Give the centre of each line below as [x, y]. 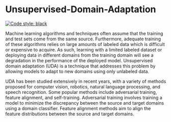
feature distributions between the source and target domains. [70, 114]
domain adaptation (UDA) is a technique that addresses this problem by [80, 66]
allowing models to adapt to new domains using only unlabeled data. [77, 71]
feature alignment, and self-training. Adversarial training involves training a [84, 97]
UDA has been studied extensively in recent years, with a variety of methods [86, 81]
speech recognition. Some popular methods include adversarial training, [81, 92]
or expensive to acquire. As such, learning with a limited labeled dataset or [84, 50]
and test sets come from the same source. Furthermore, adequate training [83, 39]
